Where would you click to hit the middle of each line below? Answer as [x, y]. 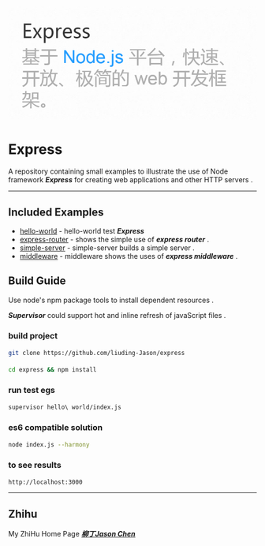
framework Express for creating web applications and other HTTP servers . [131, 180]
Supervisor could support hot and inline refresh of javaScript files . [117, 315]
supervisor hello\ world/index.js [65, 407]
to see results [35, 465]
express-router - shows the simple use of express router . [114, 239]
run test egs [32, 390]
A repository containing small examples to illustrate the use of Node [118, 171]
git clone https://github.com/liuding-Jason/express [97, 353]
